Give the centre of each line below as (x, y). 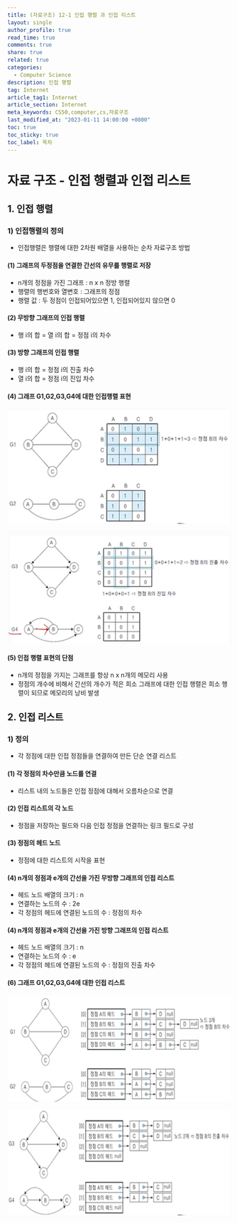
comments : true (30, 45)
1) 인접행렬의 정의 (35, 231)
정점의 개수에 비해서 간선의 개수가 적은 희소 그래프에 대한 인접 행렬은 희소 (119, 684)
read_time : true (31, 38)
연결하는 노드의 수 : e (47, 956)
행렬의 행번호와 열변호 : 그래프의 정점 (69, 291)
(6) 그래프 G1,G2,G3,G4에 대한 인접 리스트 (66, 983)
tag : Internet (28, 90)
